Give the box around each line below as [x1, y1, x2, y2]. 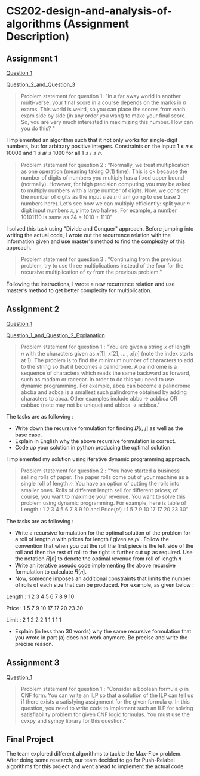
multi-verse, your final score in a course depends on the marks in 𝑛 [20, 99, 186, 106]
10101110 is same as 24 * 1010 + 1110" [20, 214, 113, 220]
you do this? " [20, 125, 56, 132]
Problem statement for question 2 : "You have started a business [20, 467, 180, 474]
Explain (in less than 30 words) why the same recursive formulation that [14, 628, 192, 635]
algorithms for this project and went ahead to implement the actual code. [6, 763, 185, 770]
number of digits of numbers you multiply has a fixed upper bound [20, 174, 184, 181]
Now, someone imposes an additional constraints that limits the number [14, 575, 191, 582]
